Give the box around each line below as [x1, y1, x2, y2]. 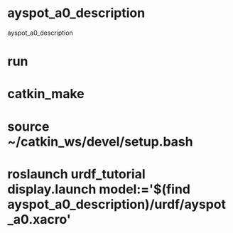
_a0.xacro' [7, 211, 71, 227]
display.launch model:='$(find [7, 181, 190, 197]
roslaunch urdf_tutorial [7, 166, 146, 182]
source [7, 119, 50, 134]
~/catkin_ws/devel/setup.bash [7, 134, 193, 150]
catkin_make [7, 86, 85, 102]
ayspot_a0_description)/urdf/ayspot [7, 196, 226, 212]
